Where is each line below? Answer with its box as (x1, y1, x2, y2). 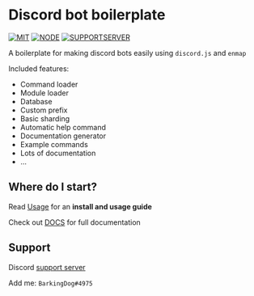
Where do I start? (8, 180, 98, 194)
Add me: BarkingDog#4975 (8, 277, 93, 288)
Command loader (19, 79, 78, 89)
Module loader (19, 87, 69, 98)
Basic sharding (19, 113, 70, 123)
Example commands (19, 139, 89, 149)
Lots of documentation (19, 148, 96, 158)
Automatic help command (19, 122, 107, 132)
